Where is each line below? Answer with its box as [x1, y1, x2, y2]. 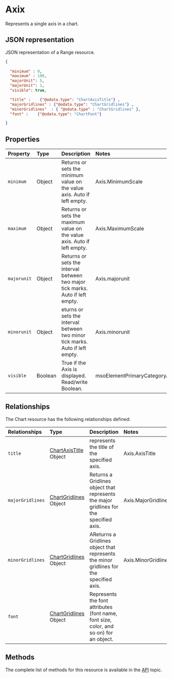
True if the [61, 359, 86, 367]
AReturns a [89, 530, 116, 538]
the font [89, 597, 109, 604]
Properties [5, 135, 40, 143]
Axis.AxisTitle [123, 450, 156, 457]
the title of [89, 443, 114, 450]
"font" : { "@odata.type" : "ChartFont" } [10, 112, 102, 117]
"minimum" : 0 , [10, 68, 42, 74]
